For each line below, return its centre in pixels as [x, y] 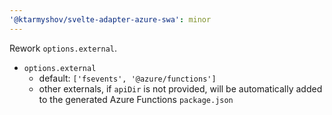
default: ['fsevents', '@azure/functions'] [127, 78]
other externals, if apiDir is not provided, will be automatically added [180, 88]
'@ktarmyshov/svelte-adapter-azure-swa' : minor [110, 19]
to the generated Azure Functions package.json [136, 99]
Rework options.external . [63, 48]
